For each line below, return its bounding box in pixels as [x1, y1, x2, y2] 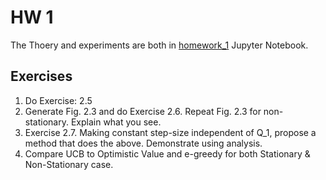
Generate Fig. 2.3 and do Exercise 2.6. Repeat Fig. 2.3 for [24, 105, 262, 117]
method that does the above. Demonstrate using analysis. [24, 137, 263, 149]
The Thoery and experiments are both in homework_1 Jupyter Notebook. [10, 39, 309, 51]
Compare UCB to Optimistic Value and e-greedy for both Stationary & [24, 147, 311, 160]
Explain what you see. [70, 116, 162, 128]
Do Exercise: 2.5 [24, 94, 93, 106]
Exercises [10, 68, 73, 85]
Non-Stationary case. [24, 158, 114, 170]
